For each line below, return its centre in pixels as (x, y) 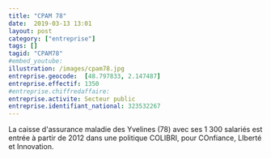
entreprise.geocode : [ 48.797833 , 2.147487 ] (85, 76)
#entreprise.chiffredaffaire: (59, 91)
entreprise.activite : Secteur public (72, 99)
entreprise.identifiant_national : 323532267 (85, 106)
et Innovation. (31, 147)
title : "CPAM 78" (38, 16)
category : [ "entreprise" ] (52, 38)
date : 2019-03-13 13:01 (50, 23)
